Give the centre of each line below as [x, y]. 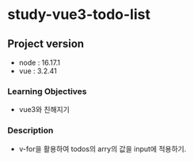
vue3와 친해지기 [44, 110]
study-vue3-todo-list [79, 15]
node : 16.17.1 [40, 62]
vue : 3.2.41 [38, 71]
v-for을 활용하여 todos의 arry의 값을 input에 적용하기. [103, 148]
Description [30, 130]
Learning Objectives [48, 91]
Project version [46, 44]
